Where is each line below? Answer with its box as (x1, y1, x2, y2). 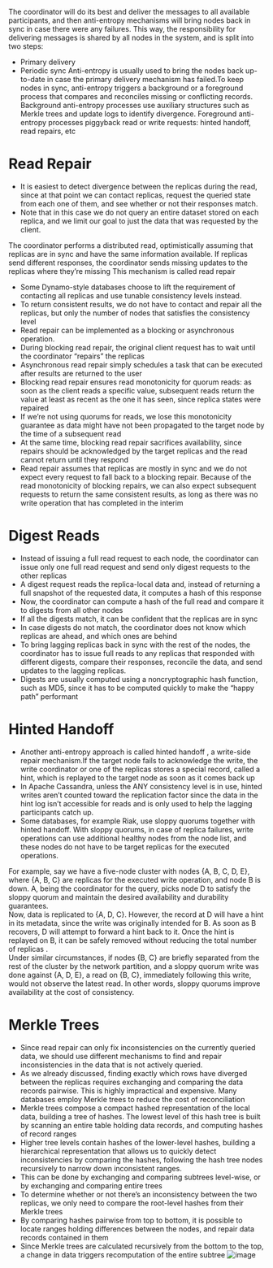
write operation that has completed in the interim (19, 497, 184, 507)
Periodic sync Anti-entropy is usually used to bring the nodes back (19, 66, 244, 76)
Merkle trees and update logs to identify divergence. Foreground (19, 109, 237, 119)
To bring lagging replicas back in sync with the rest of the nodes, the (19, 640, 250, 649)
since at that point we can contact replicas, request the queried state (19, 190, 251, 200)
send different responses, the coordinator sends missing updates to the (8, 258, 248, 267)
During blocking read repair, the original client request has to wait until (19, 342, 256, 352)
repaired (19, 402, 49, 413)
